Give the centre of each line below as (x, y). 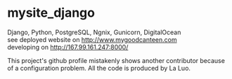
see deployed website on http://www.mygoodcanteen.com (92, 39)
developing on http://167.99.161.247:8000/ (68, 47)
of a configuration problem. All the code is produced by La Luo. (99, 68)
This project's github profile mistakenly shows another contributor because (116, 60)
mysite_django (51, 13)
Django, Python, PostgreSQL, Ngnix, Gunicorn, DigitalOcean (94, 32)
